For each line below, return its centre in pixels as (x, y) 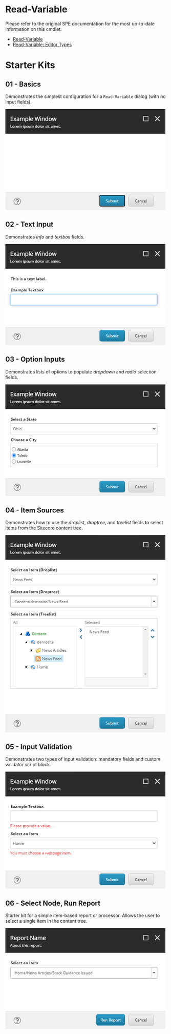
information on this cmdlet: (34, 29)
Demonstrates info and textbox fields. (45, 236)
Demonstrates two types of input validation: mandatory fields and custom (83, 759)
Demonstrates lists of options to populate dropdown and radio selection (81, 372)
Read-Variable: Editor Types (42, 44)
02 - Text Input (29, 224)
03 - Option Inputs (35, 359)
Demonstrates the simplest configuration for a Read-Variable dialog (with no (85, 96)
